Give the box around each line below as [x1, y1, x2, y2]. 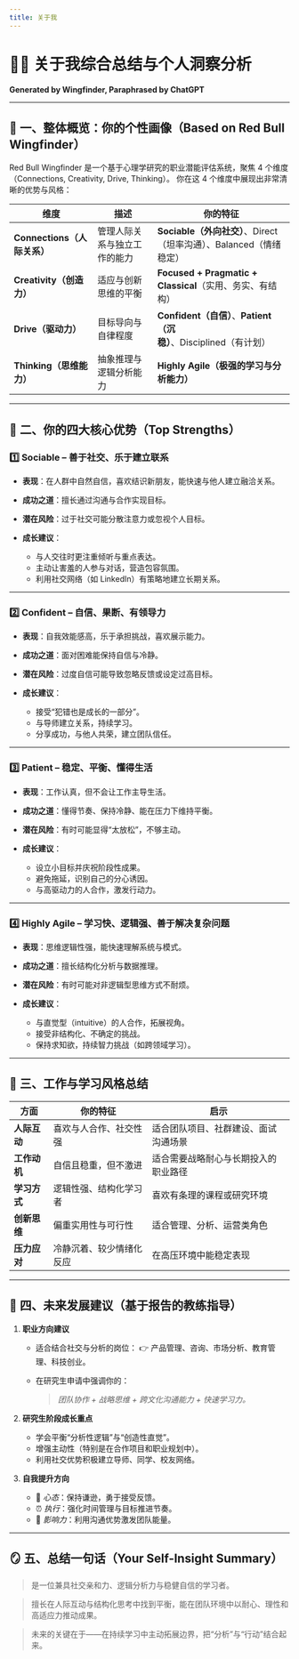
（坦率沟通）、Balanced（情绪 [157, 238, 282, 251]
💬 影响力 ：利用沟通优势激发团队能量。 [35, 1514, 176, 1525]
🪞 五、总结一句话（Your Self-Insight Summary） [9, 1550, 283, 1566]
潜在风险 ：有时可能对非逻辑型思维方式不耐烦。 [21, 979, 194, 990]
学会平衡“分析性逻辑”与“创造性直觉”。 [35, 1431, 175, 1442]
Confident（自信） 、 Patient [157, 310, 272, 322]
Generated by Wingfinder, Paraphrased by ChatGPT [9, 84, 205, 94]
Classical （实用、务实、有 [157, 279, 269, 292]
